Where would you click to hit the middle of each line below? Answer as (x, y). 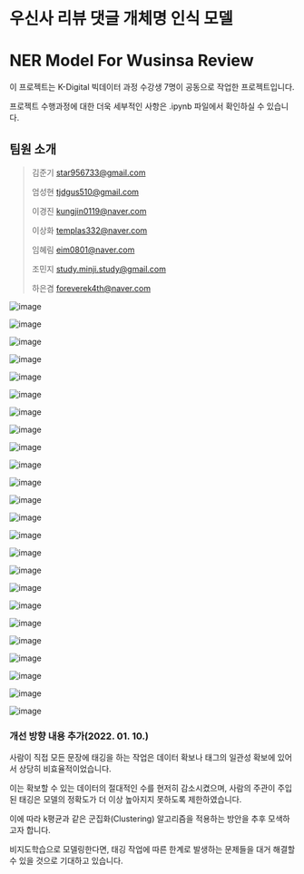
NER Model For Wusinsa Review (132, 61)
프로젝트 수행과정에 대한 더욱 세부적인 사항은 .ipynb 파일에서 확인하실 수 (137, 106)
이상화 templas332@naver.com (89, 230)
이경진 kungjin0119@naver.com (89, 211)
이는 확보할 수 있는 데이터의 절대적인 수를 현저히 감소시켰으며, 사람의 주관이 (142, 788)
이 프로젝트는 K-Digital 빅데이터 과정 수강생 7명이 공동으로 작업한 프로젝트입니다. (152, 87)
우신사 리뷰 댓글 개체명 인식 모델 (121, 19)
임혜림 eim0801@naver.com (83, 250)
